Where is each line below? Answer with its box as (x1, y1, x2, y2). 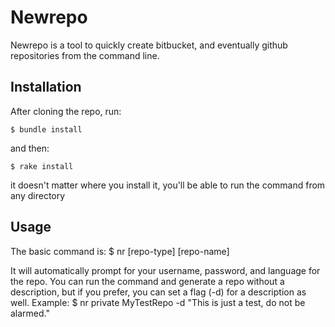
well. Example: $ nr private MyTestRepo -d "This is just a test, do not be (10, 296, 306, 308)
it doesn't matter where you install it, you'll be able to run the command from (10, 179, 326, 191)
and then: (10, 142, 50, 154)
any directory (10, 189, 66, 201)
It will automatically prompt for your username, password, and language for (10, 264, 321, 276)
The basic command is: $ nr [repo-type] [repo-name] (10, 245, 230, 257)
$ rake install (10, 161, 74, 171)
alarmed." (10, 307, 51, 319)
